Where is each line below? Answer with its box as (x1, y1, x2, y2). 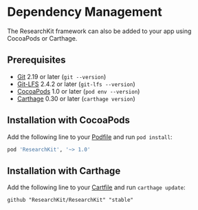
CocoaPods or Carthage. (7, 34, 78, 42)
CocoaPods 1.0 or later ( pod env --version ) (16, 87, 140, 95)
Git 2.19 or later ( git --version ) (16, 72, 107, 81)
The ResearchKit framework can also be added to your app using (7, 27, 192, 35)
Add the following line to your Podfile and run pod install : (7, 132, 173, 141)
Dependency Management (7, 4, 163, 20)
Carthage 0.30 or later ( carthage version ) (16, 94, 135, 103)
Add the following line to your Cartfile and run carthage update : (7, 183, 186, 191)
